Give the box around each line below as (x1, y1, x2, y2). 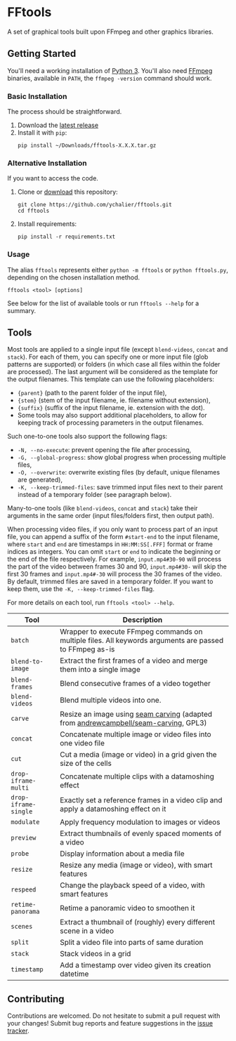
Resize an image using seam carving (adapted (59, 710, 213, 720)
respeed (11, 886, 37, 894)
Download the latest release (17, 121, 99, 130)
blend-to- (11, 658, 44, 665)
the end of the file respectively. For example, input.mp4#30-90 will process (7, 555, 222, 564)
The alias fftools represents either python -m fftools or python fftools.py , (7, 265, 228, 274)
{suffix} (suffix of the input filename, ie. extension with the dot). (17, 404, 205, 412)
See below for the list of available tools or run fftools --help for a (7, 299, 199, 307)
